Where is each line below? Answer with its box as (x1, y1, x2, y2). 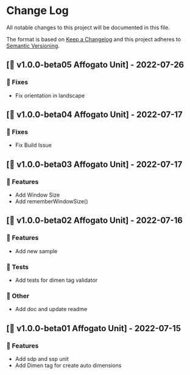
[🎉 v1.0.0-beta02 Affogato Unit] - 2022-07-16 (6, 216, 183, 226)
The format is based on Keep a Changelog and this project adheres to (6, 35, 181, 43)
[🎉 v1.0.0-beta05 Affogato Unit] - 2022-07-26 (6, 60, 185, 70)
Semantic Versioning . (6, 42, 60, 49)
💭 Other (6, 292, 29, 300)
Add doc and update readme (15, 306, 88, 313)
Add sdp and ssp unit (15, 355, 69, 362)
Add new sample (15, 247, 58, 254)
